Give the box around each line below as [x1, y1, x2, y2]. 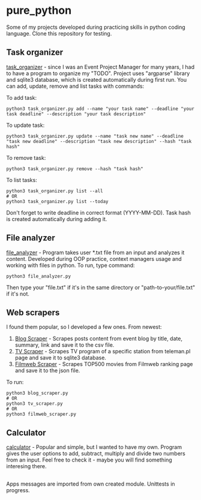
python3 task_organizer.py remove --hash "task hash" [6, 166, 144, 172]
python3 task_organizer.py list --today [6, 198, 109, 204]
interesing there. [6, 463, 47, 470]
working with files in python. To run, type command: [6, 261, 135, 269]
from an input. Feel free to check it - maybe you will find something [6, 456, 172, 463]
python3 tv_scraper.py [6, 401, 63, 407]
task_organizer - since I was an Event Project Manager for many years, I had [6, 63, 195, 70]
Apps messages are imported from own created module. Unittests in [6, 480, 175, 487]
